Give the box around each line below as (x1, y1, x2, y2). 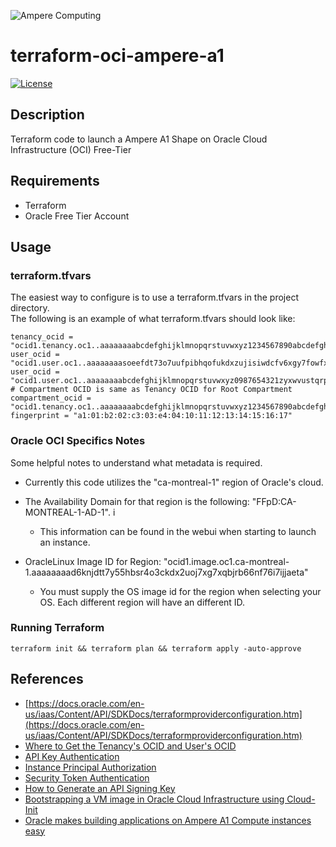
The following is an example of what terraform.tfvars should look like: (10, 313, 296, 325)
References (10, 671, 84, 688)
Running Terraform (10, 621, 105, 635)
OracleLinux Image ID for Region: (24, 555, 162, 567)
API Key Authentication (24, 750, 120, 762)
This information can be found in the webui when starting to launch (39, 525, 317, 537)
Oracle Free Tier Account (24, 210, 130, 222)
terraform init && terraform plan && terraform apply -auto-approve (10, 643, 302, 654)
